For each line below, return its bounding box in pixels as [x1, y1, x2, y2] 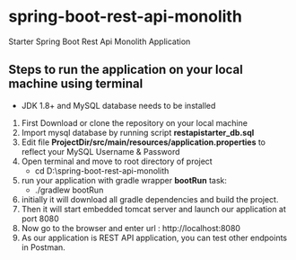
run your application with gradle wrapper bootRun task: [21, 175, 228, 185]
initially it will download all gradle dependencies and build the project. [21, 193, 279, 204]
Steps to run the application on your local [8, 62, 243, 77]
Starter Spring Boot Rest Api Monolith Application [8, 36, 191, 47]
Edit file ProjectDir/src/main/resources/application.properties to [21, 137, 266, 148]
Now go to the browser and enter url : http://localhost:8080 [21, 222, 241, 233]
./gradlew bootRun [34, 184, 104, 195]
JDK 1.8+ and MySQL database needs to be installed [21, 100, 216, 111]
